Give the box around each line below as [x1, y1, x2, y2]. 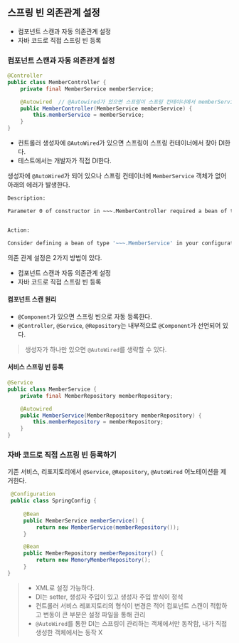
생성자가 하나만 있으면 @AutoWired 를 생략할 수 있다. [24, 345, 167, 354]
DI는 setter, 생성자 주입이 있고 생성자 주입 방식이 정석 [35, 592, 184, 601]
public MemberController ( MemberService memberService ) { [20, 105, 193, 112]
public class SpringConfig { [10, 498, 97, 505]
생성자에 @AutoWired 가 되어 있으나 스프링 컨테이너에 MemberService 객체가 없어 [7, 172, 227, 180]
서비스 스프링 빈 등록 [7, 363, 64, 371]
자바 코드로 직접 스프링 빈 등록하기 [7, 450, 117, 460]
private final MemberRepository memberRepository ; [20, 392, 174, 399]
